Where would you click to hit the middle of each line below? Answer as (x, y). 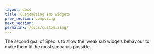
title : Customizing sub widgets (38, 14)
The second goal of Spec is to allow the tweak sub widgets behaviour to (77, 41)
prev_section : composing (30, 18)
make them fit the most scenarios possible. (48, 47)
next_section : (19, 23)
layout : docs (18, 9)
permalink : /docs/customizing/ (37, 28)
